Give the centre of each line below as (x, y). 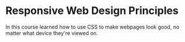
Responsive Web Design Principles (92, 11)
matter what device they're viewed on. (52, 33)
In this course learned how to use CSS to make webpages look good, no (92, 27)
